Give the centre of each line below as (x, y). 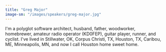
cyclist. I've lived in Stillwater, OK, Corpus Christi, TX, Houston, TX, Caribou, (83, 39)
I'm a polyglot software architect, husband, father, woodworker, (70, 28)
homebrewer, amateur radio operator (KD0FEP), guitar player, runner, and (81, 34)
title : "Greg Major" (27, 10)
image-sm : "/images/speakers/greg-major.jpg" (53, 14)
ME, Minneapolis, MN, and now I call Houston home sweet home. (72, 44)
